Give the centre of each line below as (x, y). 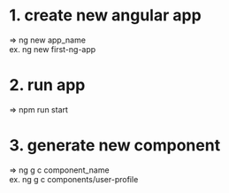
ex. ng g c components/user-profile (74, 179)
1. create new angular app (105, 15)
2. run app (47, 85)
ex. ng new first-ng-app (53, 49)
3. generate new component (115, 146)
